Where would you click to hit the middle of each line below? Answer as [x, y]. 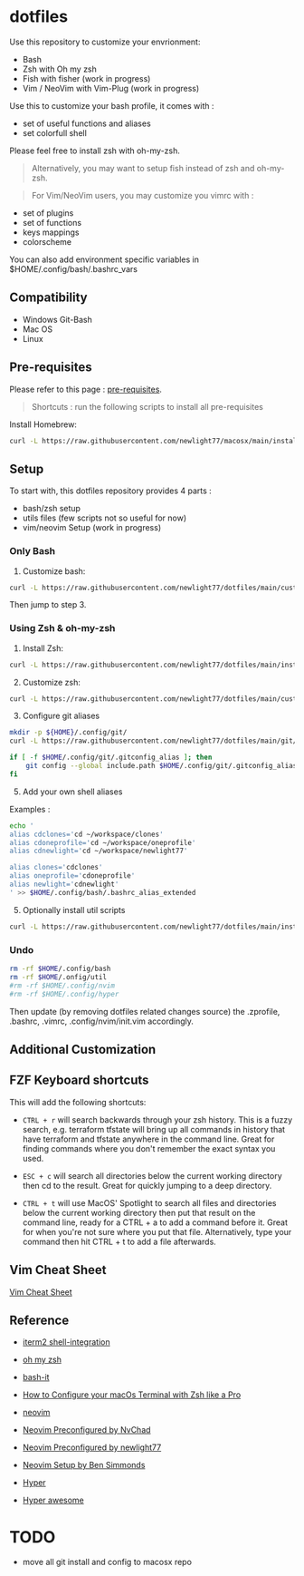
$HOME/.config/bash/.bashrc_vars [74, 268]
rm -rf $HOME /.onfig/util [58, 977]
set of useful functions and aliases [86, 123]
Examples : [30, 809]
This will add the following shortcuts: [78, 1102]
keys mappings [51, 232]
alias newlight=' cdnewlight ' [64, 885]
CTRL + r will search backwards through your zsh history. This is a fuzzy [157, 1119]
